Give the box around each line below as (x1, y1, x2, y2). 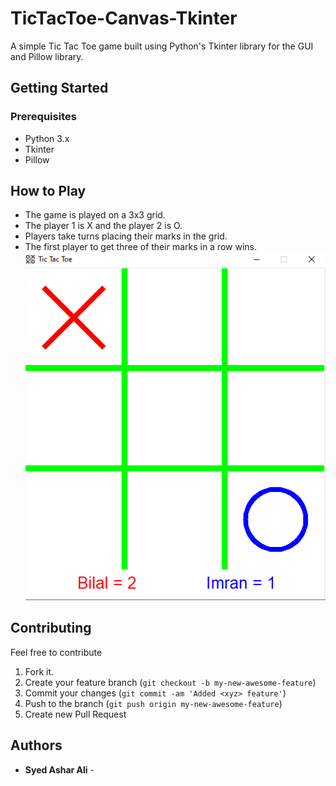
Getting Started (10, 80, 109, 97)
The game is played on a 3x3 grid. (24, 209, 166, 221)
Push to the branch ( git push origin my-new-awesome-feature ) (24, 697, 283, 709)
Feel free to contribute (10, 646, 103, 658)
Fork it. (24, 665, 55, 677)
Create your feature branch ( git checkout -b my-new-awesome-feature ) (24, 676, 317, 688)
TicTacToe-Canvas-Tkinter (10, 7, 238, 30)
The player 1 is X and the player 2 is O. (24, 220, 183, 232)
